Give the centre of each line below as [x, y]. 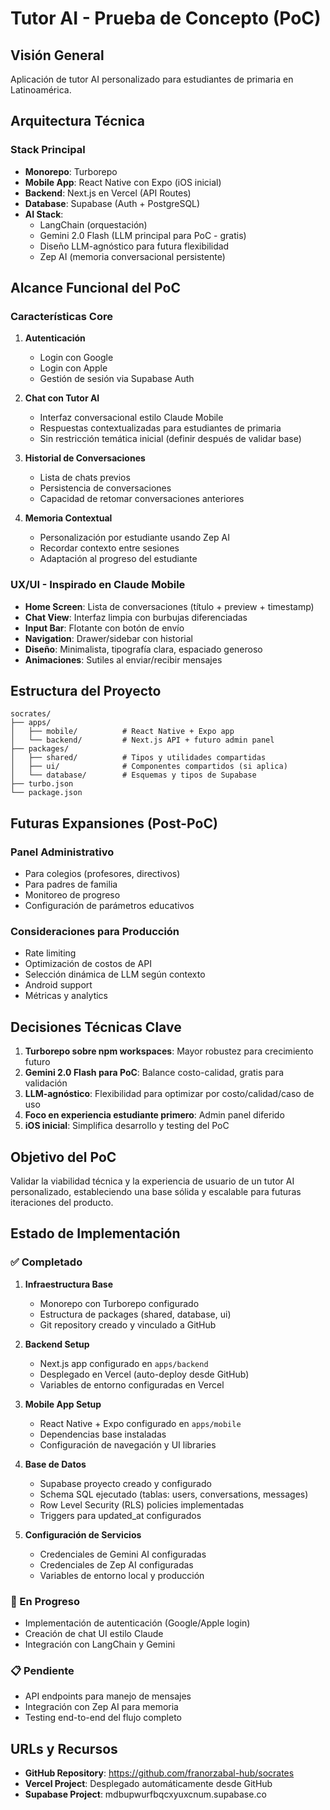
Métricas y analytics [66, 996]
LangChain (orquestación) [93, 224]
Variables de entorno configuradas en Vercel [132, 1384]
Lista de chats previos [85, 478]
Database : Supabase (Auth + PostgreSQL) [112, 203]
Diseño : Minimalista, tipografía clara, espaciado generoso [143, 649]
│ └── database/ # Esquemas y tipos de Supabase [133, 775]
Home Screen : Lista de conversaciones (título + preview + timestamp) [169, 606]
